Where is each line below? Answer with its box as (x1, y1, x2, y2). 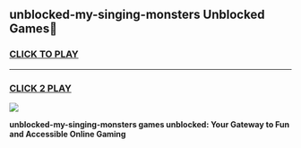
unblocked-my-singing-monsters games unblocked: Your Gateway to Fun (9, 118, 290, 129)
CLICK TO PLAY (9, 48, 79, 61)
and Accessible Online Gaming (9, 128, 126, 139)
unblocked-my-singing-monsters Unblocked (9, 7, 265, 22)
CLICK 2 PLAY (9, 82, 72, 94)
